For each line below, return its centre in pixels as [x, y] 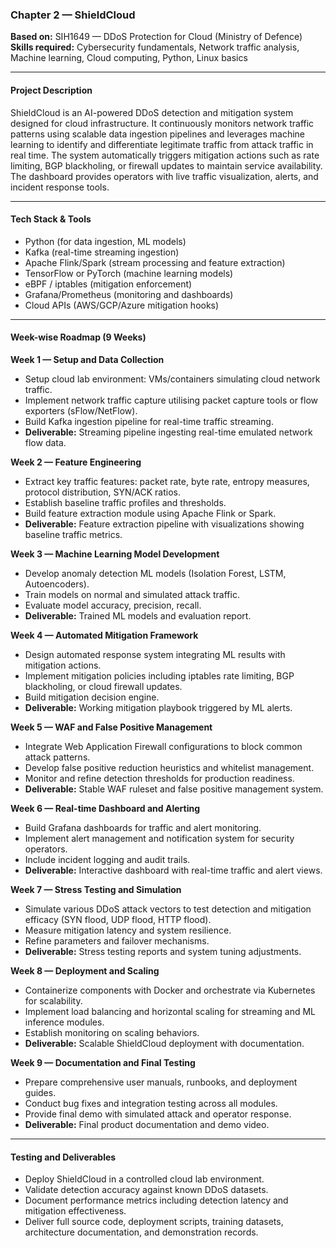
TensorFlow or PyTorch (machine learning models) [129, 273]
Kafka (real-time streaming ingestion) [102, 252]
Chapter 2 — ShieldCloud [73, 15]
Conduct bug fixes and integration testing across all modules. [151, 1103]
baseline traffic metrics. [73, 534]
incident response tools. [60, 187]
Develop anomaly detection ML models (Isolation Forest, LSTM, [155, 573]
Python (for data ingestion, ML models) [105, 241]
